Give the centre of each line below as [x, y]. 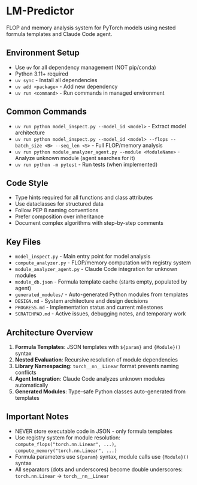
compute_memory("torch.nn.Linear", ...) [66, 451]
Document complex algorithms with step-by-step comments [89, 223]
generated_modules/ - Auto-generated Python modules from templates [101, 294]
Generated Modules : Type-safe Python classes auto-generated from [100, 391]
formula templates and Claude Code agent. [59, 34]
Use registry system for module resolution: [68, 437]
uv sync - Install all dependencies [56, 80]
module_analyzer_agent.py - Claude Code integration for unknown [96, 269]
